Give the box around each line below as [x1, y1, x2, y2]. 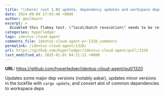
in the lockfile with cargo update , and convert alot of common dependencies [5, 80, 160, 86]
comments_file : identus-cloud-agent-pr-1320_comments [5, 39, 118, 44]
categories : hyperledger [5, 30, 56, 35]
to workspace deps [5, 86, 44, 92]
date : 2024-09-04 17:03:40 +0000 [5, 12, 74, 17]
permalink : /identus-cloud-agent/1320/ [5, 43, 87, 48]
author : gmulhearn [5, 16, 43, 21]
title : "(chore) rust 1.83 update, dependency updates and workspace [5, 7, 151, 12]
